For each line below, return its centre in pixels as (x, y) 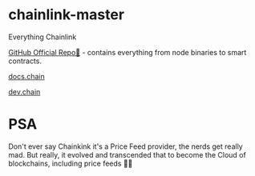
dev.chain (24, 92)
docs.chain (27, 76)
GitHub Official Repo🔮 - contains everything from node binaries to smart (127, 52)
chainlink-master (67, 15)
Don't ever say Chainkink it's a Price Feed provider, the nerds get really (125, 146)
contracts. (25, 61)
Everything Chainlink (42, 37)
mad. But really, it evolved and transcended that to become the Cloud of (127, 154)
